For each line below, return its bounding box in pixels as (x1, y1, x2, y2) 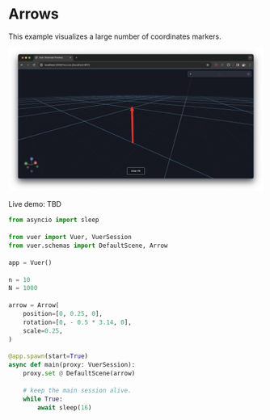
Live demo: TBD (8, 199, 62, 209)
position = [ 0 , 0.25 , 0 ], (23, 310, 103, 318)
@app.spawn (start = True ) (8, 352, 89, 360)
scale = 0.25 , (23, 326, 63, 335)
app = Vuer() (8, 258, 53, 267)
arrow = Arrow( (8, 301, 60, 309)
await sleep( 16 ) (37, 403, 92, 412)
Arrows (8, 5, 59, 23)
